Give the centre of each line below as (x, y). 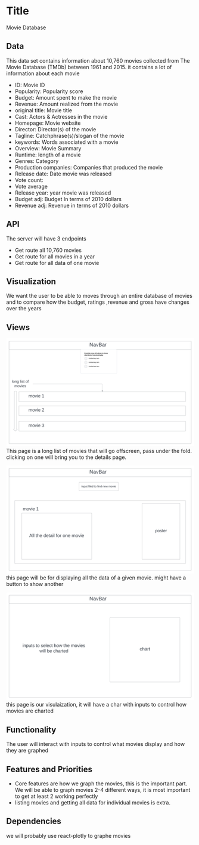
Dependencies (34, 821)
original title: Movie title (43, 110)
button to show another (35, 584)
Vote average (31, 186)
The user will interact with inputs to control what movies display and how (96, 744)
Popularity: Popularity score (49, 91)
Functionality (31, 730)
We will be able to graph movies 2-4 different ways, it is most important (102, 790)
